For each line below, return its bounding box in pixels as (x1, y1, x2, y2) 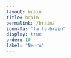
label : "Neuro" (6, 43, 45, 49)
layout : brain (6, 8, 42, 15)
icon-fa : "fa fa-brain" (6, 25, 66, 32)
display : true (6, 31, 42, 37)
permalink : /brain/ (6, 20, 55, 26)
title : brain (6, 14, 39, 21)
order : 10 (6, 37, 31, 43)
